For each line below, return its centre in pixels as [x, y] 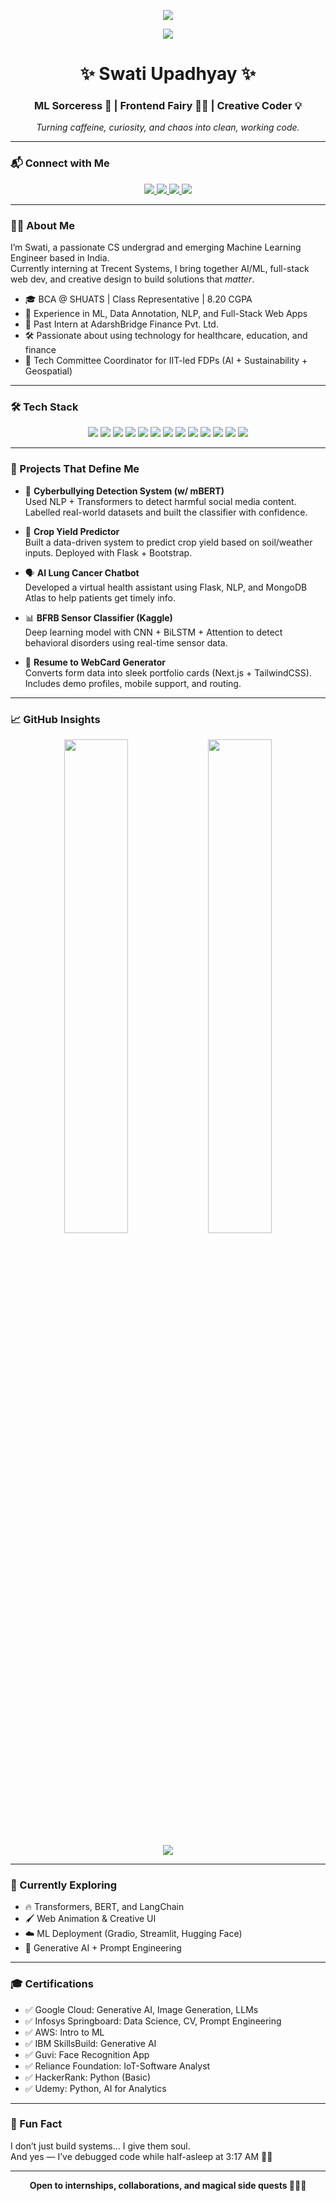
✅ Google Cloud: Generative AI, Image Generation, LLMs [141, 2009]
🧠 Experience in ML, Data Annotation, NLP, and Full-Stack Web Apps [166, 314]
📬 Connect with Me [60, 163]
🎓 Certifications [52, 1984]
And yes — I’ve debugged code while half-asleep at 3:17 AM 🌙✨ [141, 2156]
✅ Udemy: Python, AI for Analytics [95, 2088]
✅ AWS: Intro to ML [64, 2032]
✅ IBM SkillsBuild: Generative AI [90, 2043]
